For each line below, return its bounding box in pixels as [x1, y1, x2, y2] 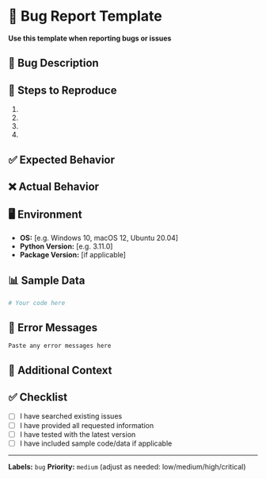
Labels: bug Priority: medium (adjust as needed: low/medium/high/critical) [8, 462, 247, 471]
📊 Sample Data [8, 274, 85, 288]
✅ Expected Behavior [8, 153, 116, 166]
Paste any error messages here [8, 342, 112, 350]
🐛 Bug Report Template [8, 7, 162, 25]
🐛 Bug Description [8, 56, 99, 70]
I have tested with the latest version [19, 429, 136, 439]
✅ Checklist [8, 391, 68, 404]
